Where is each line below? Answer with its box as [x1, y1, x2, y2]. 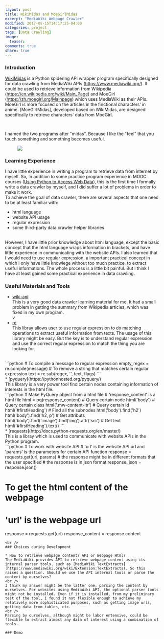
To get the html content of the [5, 481, 128, 493]
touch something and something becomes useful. [5, 136, 105, 142]
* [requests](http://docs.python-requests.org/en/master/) [5, 428, 121, 434]
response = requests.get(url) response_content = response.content [5, 530, 141, 536]
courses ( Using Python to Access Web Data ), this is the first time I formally [5, 179, 156, 185]
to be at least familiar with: [5, 200, 59, 205]
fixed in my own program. [12, 309, 64, 316]
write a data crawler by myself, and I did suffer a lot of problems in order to [5, 184, 156, 190]
